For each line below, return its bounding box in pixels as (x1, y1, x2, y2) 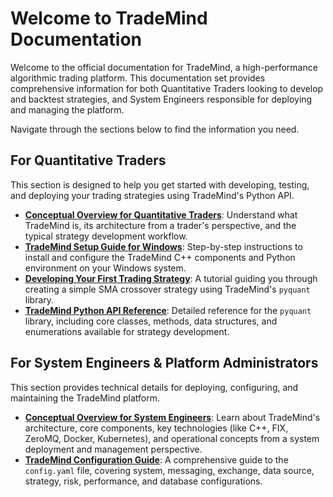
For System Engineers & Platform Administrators (10, 355, 319, 372)
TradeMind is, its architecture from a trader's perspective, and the (24, 219, 297, 231)
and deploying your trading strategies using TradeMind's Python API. (10, 189, 295, 201)
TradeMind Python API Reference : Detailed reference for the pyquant (24, 304, 312, 316)
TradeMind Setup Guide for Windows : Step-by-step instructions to (24, 240, 303, 252)
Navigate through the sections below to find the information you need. (10, 123, 300, 135)
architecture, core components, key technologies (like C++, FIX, (24, 422, 289, 434)
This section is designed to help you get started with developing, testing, (10, 178, 310, 191)
